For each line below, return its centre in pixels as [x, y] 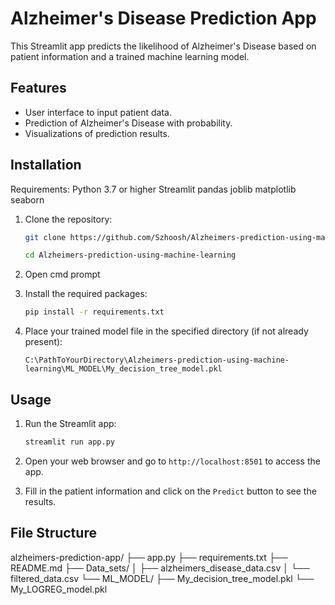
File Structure [53, 533]
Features [38, 88]
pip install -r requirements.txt [94, 312]
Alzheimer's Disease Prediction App [163, 18]
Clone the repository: [68, 219]
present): [43, 342]
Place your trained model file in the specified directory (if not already [166, 331]
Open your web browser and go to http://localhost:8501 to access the [172, 461]
